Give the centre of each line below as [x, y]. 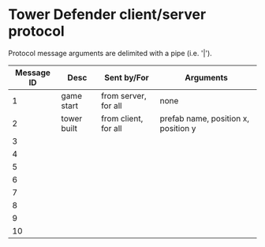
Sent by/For [127, 77]
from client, [122, 118]
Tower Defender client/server [107, 15]
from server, [124, 95]
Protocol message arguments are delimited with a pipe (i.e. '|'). [110, 53]
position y [178, 128]
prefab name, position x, [205, 118]
